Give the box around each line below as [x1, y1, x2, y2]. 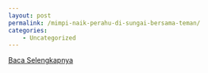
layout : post [8, 11, 52, 20]
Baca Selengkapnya [8, 56, 74, 65]
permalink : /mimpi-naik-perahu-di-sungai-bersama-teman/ [8, 19, 201, 27]
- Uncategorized [22, 33, 77, 42]
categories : [8, 26, 48, 34]
